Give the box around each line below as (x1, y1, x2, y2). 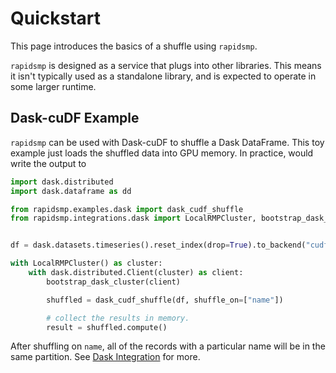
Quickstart (10, 7, 102, 30)
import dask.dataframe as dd (10, 186, 132, 196)
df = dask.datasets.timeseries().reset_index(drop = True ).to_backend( (10, 240, 307, 251)
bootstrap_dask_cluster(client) (46, 277, 182, 287)
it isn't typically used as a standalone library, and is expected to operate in (10, 70, 317, 82)
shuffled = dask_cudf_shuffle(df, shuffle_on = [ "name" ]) (46, 295, 284, 305)
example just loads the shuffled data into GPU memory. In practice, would (10, 147, 314, 159)
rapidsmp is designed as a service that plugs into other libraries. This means (10, 59, 322, 71)
